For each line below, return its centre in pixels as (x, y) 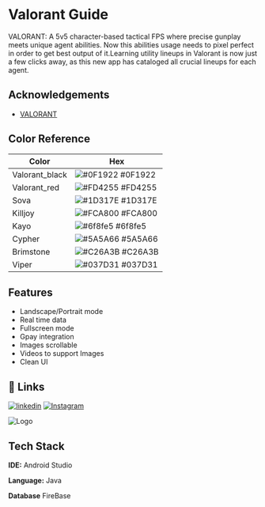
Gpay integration (47, 337)
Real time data (43, 320)
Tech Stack (36, 446)
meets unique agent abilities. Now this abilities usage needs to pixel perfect (131, 44)
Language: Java (35, 481)
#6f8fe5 (131, 225)
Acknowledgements (59, 95)
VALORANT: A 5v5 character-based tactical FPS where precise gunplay (125, 36)
